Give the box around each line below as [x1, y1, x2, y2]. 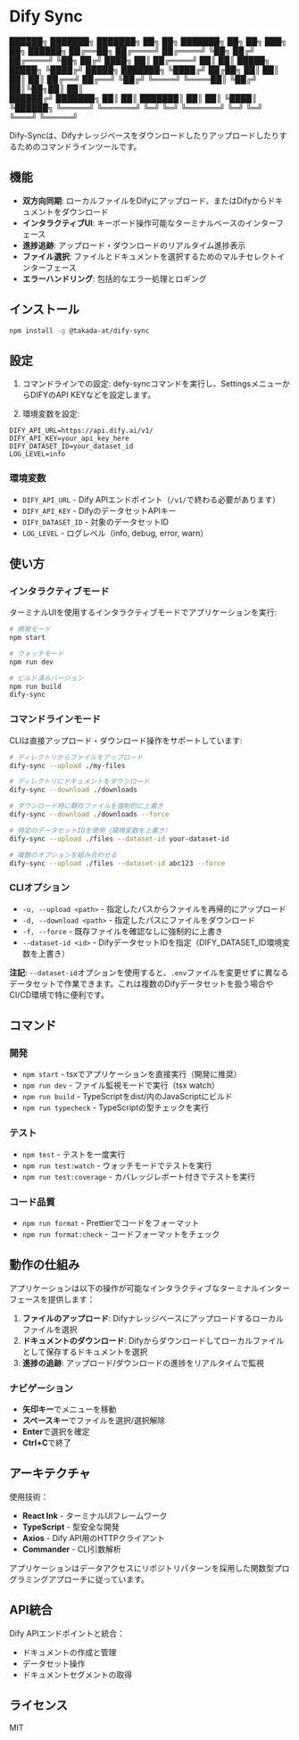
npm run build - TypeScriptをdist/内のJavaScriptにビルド [21, 1091, 234, 1102]
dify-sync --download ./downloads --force [9, 810, 170, 819]
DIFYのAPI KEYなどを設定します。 [29, 390, 156, 401]
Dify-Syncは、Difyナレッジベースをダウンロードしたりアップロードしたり [9, 129, 279, 140]
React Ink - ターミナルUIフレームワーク [21, 1510, 168, 1520]
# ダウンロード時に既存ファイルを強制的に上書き [9, 801, 163, 811]
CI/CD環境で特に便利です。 [9, 989, 109, 1000]
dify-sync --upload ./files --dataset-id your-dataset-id [9, 834, 229, 843]
